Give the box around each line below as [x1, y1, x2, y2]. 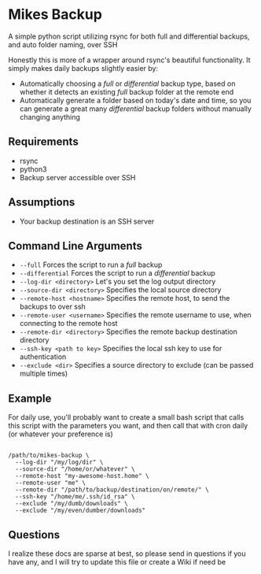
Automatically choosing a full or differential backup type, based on [19, 79, 236, 88]
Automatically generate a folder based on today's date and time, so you [19, 95, 252, 105]
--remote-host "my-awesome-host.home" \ [15, 472, 149, 480]
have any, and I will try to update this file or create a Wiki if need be [8, 557, 226, 566]
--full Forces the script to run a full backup [19, 260, 163, 269]
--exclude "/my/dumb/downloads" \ [15, 500, 128, 508]
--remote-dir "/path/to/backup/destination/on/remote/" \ [15, 486, 210, 494]
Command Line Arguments [8, 239, 143, 253]
